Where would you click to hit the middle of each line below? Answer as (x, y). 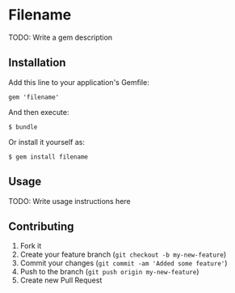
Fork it (31, 246)
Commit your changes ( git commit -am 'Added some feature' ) (124, 263)
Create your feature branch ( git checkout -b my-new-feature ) (123, 255)
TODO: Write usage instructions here (69, 201)
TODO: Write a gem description (61, 37)
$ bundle (23, 127)
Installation (37, 63)
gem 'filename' (34, 97)
